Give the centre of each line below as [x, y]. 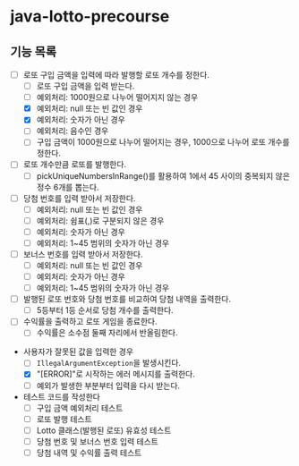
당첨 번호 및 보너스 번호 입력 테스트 [98, 441]
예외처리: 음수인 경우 [73, 131]
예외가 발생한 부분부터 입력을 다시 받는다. [108, 386]
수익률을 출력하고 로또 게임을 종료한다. [90, 322]
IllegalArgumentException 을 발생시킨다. [109, 363]
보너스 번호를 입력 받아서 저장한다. [83, 254]
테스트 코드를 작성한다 [62, 396]
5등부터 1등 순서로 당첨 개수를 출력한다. [105, 310]
